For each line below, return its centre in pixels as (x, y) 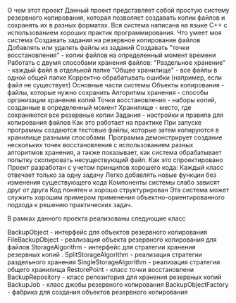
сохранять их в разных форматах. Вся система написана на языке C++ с (117, 25)
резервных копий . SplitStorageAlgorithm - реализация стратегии (105, 254)
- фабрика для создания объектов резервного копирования (98, 292)
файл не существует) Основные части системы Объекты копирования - (116, 85)
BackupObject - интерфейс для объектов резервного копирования (107, 232)
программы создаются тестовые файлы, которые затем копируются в (113, 130)
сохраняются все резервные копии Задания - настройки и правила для (116, 115)
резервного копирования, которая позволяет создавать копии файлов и (116, 18)
